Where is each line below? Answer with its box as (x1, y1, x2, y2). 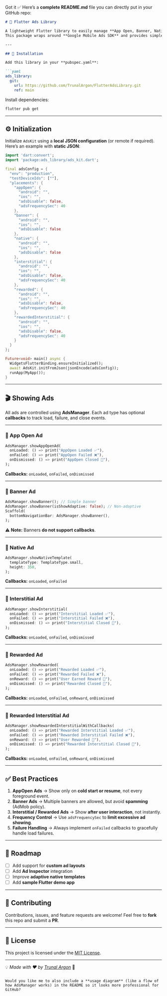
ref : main (14, 87, 35, 93)
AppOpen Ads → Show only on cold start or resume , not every (12, 788, 143, 794)
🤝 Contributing (5, 899, 52, 907)
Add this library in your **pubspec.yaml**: (5, 60, 99, 65)
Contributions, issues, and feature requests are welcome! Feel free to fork (5, 912, 157, 918)
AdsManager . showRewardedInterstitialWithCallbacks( (5, 723, 114, 728)
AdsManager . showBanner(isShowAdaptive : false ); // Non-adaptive (5, 504, 141, 509)
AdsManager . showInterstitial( (5, 607, 68, 612)
